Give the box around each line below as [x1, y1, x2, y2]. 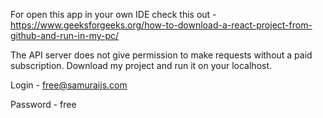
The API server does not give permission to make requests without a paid [10, 49, 313, 61]
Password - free [10, 99, 77, 110]
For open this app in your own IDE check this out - [10, 9, 217, 20]
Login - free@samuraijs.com [10, 79, 128, 91]
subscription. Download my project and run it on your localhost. [10, 60, 273, 71]
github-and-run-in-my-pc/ [10, 30, 120, 41]
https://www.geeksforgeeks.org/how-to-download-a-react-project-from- [10, 19, 313, 31]
